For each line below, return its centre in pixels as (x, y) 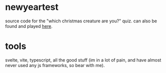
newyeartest (32, 7)
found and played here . (29, 26)
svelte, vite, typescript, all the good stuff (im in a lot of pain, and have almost (83, 60)
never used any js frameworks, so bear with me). (55, 65)
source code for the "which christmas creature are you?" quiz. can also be (81, 21)
